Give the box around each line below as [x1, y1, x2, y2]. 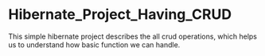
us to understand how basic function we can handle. [8, 39, 181, 49]
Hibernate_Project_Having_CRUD [8, 6, 232, 24]
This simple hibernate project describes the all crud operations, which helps [8, 32, 257, 41]
